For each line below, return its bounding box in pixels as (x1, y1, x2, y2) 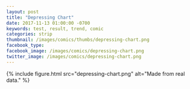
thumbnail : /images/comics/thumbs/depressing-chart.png (6, 37, 150, 43)
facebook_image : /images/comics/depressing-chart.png (6, 48, 145, 54)
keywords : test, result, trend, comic (6, 25, 104, 32)
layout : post (6, 8, 39, 15)
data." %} (6, 76, 30, 84)
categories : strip (6, 31, 52, 37)
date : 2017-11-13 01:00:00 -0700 (6, 20, 90, 26)
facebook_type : (6, 43, 45, 49)
